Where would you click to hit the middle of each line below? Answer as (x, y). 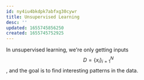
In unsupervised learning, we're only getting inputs (67, 50)
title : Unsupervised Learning (43, 17)
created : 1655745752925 (35, 33)
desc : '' (17, 22)
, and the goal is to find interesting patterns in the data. (72, 70)
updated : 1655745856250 (35, 28)
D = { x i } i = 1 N (98, 60)
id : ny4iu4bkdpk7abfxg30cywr (42, 11)
